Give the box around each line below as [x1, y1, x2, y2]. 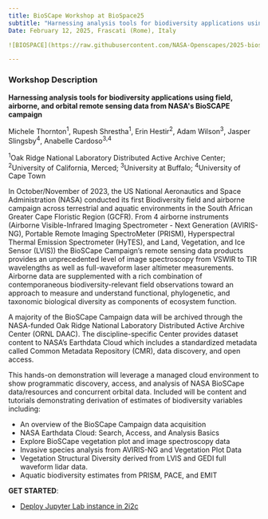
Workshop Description [8, 74, 98, 85]
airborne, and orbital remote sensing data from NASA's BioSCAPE [8, 101, 231, 110]
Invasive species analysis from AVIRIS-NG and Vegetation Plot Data [19, 445, 242, 455]
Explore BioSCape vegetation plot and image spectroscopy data [19, 437, 231, 446]
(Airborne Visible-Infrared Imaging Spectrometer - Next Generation [8, 220, 229, 230]
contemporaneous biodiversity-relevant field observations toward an [8, 280, 234, 290]
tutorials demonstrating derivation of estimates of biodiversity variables [8, 396, 243, 406]
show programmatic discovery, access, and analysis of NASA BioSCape [8, 378, 245, 388]
